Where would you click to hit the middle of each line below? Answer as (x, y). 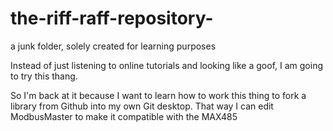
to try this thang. (44, 76)
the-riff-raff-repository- (112, 18)
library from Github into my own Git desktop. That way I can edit (142, 106)
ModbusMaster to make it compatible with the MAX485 (124, 116)
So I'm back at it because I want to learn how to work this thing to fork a (158, 95)
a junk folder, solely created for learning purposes (113, 46)
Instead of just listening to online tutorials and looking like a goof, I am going (166, 65)
